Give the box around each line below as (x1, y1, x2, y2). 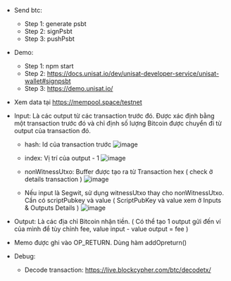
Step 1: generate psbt (24, 20, 87, 27)
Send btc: (13, 6, 42, 14)
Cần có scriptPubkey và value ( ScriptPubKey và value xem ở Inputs (24, 196, 222, 204)
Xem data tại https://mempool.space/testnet (13, 98, 142, 106)
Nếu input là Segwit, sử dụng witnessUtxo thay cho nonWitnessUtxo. (24, 189, 224, 196)
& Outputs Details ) (24, 204, 80, 212)
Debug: (13, 252, 36, 260)
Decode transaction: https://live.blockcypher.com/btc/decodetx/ (24, 266, 211, 274)
